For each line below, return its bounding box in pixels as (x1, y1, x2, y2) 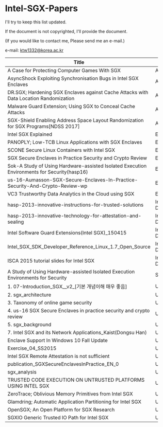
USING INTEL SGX (7, 382, 49, 389)
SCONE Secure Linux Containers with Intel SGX (7, 146, 115, 153)
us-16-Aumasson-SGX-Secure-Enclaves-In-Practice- (7, 176, 138, 183)
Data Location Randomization (7, 95, 75, 102)
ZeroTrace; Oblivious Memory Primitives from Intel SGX (7, 390, 133, 397)
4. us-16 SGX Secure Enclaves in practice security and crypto (7, 307, 150, 314)
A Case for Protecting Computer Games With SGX (7, 67, 121, 73)
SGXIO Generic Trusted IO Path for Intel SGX (7, 414, 109, 421)
